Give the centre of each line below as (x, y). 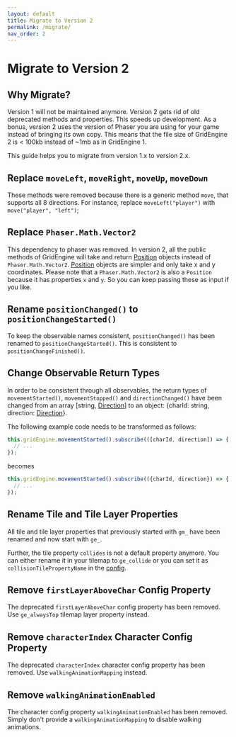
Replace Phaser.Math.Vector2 (72, 232)
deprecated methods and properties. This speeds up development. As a (112, 119)
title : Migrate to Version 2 (50, 21)
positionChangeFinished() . (46, 351)
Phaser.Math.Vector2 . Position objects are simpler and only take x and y (111, 264)
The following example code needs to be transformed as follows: (102, 427)
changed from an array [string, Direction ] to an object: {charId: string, (108, 405)
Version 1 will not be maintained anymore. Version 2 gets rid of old (104, 112)
